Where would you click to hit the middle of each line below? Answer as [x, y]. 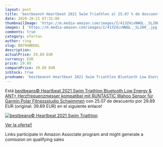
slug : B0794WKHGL [23, 45]
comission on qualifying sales [35, 139]
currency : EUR [19, 59]
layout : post [18, 9]
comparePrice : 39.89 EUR [30, 68]
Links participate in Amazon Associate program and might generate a [74, 134]
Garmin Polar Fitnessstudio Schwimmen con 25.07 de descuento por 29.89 [80, 101]
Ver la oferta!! [19, 125]
